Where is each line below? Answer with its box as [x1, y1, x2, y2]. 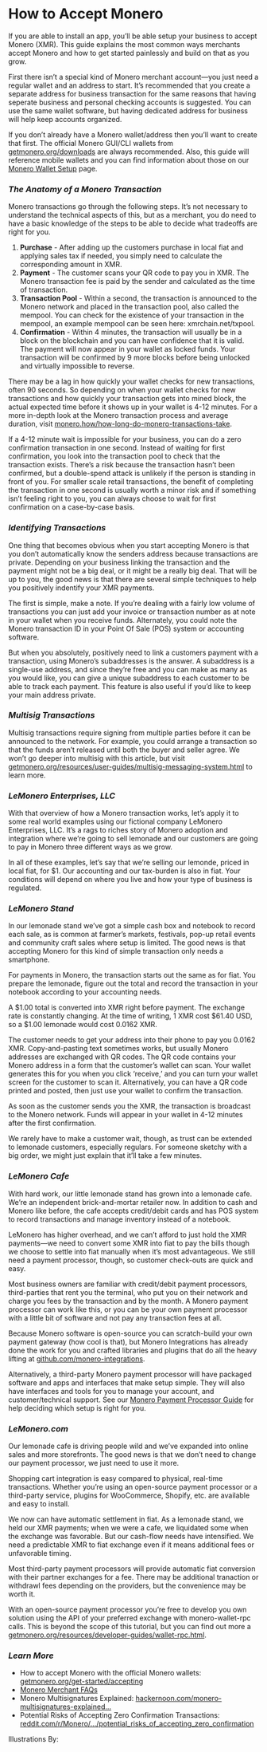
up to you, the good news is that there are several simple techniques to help [8, 574, 257, 584]
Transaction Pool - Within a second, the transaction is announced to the [19, 293, 257, 303]
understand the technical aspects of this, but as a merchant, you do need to [8, 211, 257, 220]
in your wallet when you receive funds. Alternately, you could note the [8, 615, 238, 624]
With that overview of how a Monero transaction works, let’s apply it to [8, 809, 240, 818]
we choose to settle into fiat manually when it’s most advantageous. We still [8, 1246, 256, 1256]
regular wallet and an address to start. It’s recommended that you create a [8, 81, 250, 90]
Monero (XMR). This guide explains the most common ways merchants [8, 39, 241, 49]
